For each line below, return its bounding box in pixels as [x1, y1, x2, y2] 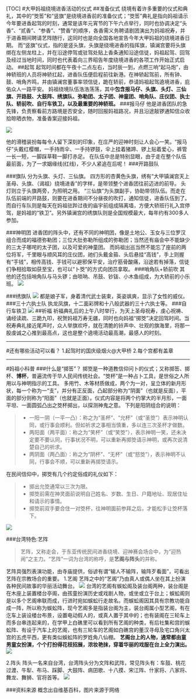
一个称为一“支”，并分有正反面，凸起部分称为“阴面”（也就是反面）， [21, 387, 181, 394]
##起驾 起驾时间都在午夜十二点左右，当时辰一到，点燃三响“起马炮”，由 [17, 64, 188, 70]
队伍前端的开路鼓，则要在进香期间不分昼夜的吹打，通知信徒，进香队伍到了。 [6, 195, 190, 201]
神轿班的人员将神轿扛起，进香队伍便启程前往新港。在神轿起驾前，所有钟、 [6, 71, 185, 78]
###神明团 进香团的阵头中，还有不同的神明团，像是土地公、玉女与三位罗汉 [6, 229, 186, 236]
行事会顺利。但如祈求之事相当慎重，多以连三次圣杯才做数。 [44, 422, 188, 429]
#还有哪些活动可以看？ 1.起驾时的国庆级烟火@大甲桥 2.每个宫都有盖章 [6, 347, 174, 354]
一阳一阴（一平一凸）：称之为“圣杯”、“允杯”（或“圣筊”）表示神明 [29, 414, 184, 421]
